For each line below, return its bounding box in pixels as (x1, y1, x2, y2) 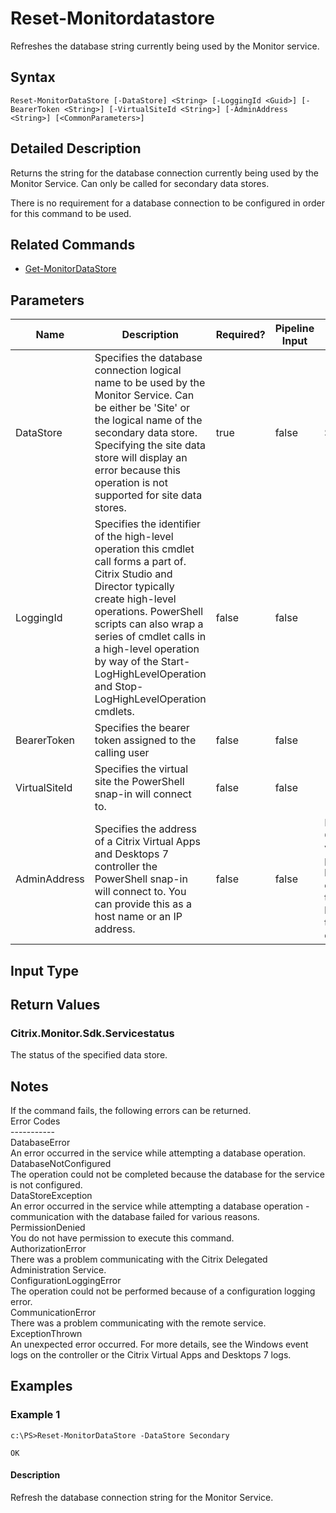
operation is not (94, 476, 168, 490)
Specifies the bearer (94, 721, 190, 735)
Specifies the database (94, 351, 203, 365)
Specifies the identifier (94, 517, 202, 531)
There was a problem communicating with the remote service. (10, 1317, 267, 1329)
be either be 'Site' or (94, 401, 191, 415)
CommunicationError (10, 1307, 97, 1319)
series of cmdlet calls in (94, 630, 207, 644)
